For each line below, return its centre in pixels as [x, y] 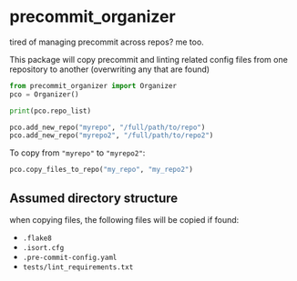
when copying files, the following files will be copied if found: [124, 220]
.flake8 [37, 238]
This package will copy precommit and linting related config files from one [149, 59]
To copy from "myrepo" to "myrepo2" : [77, 153]
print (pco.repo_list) [51, 111]
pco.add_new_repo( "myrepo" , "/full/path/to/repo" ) [108, 127]
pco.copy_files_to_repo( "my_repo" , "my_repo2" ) [102, 170]
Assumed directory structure [94, 198]
